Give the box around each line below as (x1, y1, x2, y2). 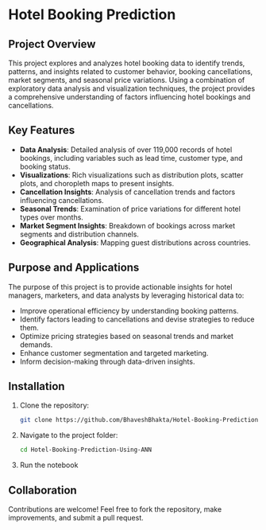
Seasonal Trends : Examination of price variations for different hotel (19, 204, 241, 213)
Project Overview (8, 37, 96, 51)
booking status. (19, 162, 71, 171)
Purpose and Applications (8, 261, 140, 275)
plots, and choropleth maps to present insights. (19, 178, 175, 188)
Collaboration (8, 483, 77, 497)
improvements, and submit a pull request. (8, 513, 145, 522)
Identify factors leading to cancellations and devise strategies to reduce (19, 314, 255, 324)
